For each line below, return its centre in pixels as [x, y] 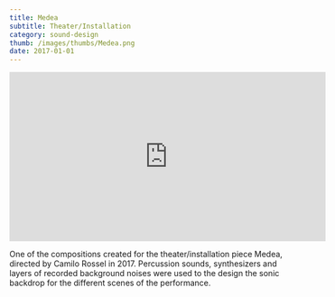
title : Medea [34, 18]
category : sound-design [54, 34]
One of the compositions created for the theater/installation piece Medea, [146, 255]
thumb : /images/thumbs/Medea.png [72, 43]
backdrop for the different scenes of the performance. [110, 283]
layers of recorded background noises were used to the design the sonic [144, 274]
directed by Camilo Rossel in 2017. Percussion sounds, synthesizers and [143, 264]
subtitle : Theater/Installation [70, 26]
